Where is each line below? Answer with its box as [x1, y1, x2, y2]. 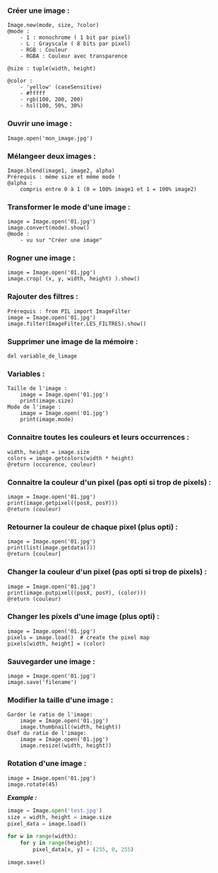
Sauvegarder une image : [7, 656, 95, 666]
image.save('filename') [7, 679, 78, 686]
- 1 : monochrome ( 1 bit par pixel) [20, 34, 131, 41]
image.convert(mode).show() [7, 224, 90, 232]
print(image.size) [20, 397, 74, 405]
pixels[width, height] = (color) [7, 640, 106, 647]
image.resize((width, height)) [20, 742, 112, 749]
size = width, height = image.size [7, 814, 112, 821]
